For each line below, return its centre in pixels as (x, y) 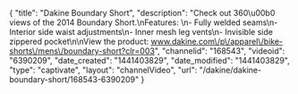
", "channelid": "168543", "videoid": (220, 51)
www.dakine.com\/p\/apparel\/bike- (217, 41)
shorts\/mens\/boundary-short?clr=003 (82, 51)
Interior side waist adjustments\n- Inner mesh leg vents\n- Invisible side (141, 32)
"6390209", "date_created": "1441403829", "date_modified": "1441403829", (150, 60)
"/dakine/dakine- (230, 70)
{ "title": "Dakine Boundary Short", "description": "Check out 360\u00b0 (142, 13)
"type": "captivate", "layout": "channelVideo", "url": (103, 70)
